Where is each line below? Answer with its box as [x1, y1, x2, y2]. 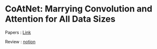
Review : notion [5, 38, 36, 44]
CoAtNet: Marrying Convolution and [5, 3, 153, 14]
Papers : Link [5, 29, 31, 35]
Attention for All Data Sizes [5, 13, 116, 24]
